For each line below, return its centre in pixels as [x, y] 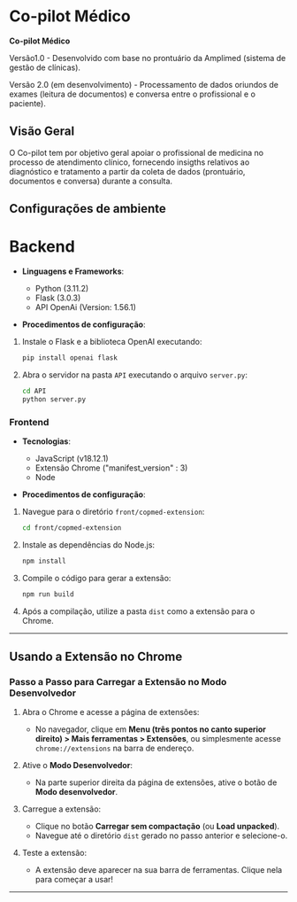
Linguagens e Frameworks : [73, 271]
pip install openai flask [69, 358]
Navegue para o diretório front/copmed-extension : [113, 512]
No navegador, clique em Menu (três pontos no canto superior [151, 729]
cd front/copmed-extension [72, 528]
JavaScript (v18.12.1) [72, 459]
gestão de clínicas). [45, 67]
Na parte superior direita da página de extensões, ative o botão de [156, 782]
